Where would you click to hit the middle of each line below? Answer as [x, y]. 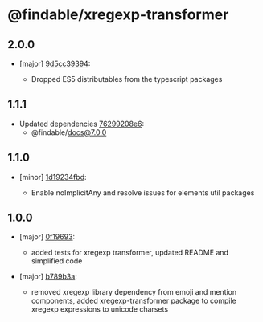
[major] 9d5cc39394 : [55, 63]
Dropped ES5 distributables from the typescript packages [127, 79]
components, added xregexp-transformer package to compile [134, 301]
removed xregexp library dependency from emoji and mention [134, 292]
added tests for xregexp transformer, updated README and [129, 253]
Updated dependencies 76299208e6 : [82, 124]
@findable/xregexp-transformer [118, 15]
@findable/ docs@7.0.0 [69, 132]
